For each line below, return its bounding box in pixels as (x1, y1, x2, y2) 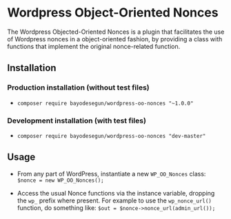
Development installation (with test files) (7, 116, 147, 125)
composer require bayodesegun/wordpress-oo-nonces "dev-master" (17, 132, 206, 139)
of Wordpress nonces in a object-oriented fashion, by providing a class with (7, 34, 223, 43)
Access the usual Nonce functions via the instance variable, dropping (17, 189, 215, 197)
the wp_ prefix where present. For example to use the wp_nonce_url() (17, 196, 212, 205)
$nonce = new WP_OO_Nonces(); (17, 177, 105, 184)
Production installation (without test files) (7, 83, 150, 92)
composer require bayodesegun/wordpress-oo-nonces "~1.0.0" (17, 100, 194, 107)
